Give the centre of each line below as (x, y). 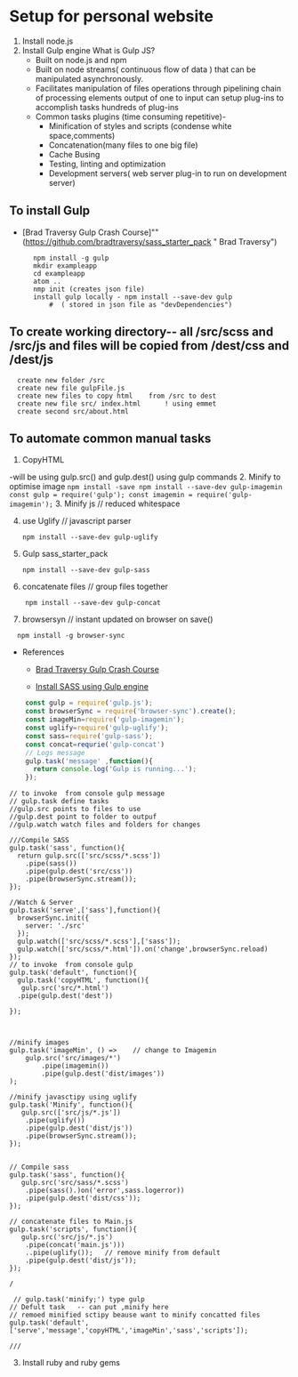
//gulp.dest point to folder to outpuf (83, 817)
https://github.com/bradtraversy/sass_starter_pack (118, 241)
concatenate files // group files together (95, 587)
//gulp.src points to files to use (75, 809)
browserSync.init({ (53, 918)
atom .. (47, 281)
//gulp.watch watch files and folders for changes (105, 825)
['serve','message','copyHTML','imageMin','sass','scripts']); (129, 1331)
